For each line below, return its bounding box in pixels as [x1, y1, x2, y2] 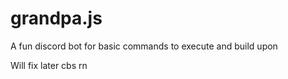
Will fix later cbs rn [10, 59, 88, 71]
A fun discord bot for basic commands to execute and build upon [10, 40, 278, 52]
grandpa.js [10, 7, 103, 30]
